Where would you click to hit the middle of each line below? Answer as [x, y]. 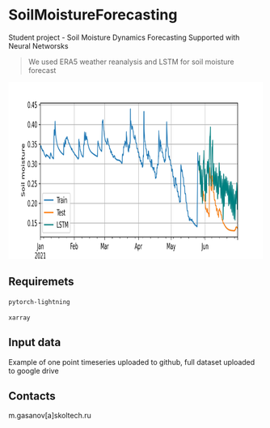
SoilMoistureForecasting [93, 15]
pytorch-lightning [39, 302]
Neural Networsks [38, 45]
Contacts [32, 396]
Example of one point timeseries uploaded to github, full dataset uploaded [132, 362]
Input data [35, 342]
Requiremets [41, 282]
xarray [19, 318]
